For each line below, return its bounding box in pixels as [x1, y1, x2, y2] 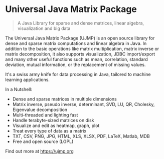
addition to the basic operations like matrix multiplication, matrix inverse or [5, 45, 159, 51]
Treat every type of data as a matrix [12, 127, 87, 133]
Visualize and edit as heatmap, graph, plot [12, 122, 100, 128]
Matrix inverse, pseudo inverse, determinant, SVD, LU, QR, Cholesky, [12, 101, 155, 107]
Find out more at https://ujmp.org [5, 148, 74, 154]
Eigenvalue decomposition [12, 106, 68, 112]
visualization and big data [17, 25, 71, 31]
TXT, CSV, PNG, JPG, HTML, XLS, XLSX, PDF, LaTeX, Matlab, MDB [12, 133, 150, 139]
